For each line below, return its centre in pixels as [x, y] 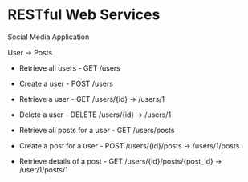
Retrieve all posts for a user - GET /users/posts [97, 130]
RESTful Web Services [84, 15]
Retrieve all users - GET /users [70, 68]
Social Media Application [49, 37]
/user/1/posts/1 [44, 169]
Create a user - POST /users [66, 83]
